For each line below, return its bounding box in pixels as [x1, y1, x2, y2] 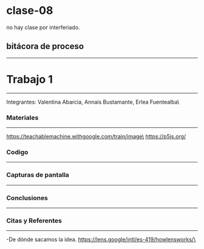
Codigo [6, 148, 29, 156]
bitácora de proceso [6, 41, 84, 51]
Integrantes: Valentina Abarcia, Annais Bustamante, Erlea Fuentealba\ [6, 98, 180, 105]
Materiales [6, 113, 39, 122]
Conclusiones [6, 193, 49, 202]
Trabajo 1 [6, 72, 53, 86]
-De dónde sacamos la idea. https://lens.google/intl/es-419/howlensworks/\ [6, 236, 196, 243]
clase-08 [6, 4, 53, 18]
